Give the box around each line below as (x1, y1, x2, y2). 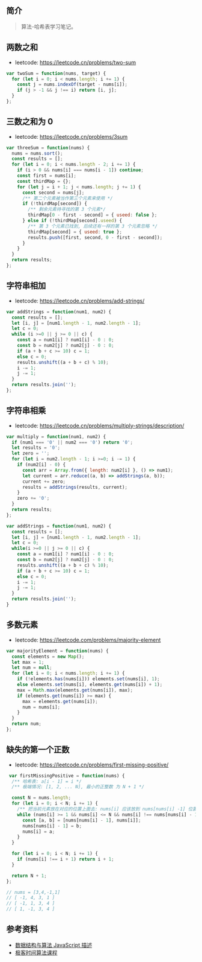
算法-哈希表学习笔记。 (20, 23, 77, 30)
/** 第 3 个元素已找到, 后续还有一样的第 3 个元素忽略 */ (28, 223, 158, 229)
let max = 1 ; (11, 659, 44, 665)
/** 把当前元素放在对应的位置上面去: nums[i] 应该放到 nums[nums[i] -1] (17, 806, 186, 812)
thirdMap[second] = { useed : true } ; (28, 229, 122, 235)
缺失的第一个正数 (6, 745, 70, 755)
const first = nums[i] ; (17, 173, 77, 179)
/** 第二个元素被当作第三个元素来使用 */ (22, 195, 113, 201)
